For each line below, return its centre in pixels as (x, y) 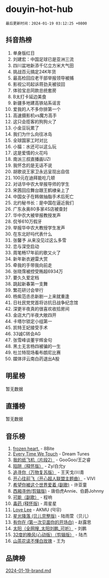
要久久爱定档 (26, 278)
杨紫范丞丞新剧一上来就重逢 (41, 296)
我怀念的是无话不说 (32, 165)
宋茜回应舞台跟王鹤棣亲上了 (41, 190)
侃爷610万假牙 (27, 221)
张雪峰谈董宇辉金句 (32, 340)
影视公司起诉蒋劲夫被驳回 (39, 84)
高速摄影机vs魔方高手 (35, 115)
